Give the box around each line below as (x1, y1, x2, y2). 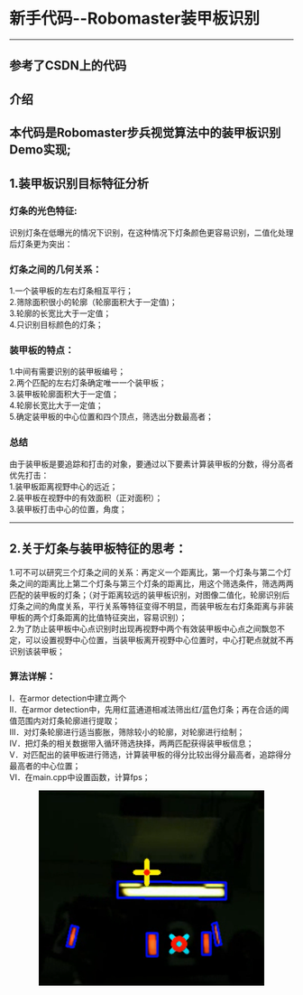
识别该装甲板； (9, 646, 65, 656)
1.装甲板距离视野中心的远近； (9, 480, 118, 492)
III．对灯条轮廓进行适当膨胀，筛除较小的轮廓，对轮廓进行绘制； (9, 726, 245, 737)
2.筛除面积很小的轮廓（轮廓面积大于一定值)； (9, 297, 178, 308)
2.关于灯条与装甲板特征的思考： (9, 541, 188, 556)
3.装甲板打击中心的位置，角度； (9, 503, 128, 515)
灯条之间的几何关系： (9, 263, 102, 275)
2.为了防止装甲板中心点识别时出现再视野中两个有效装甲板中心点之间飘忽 (9, 623, 278, 634)
